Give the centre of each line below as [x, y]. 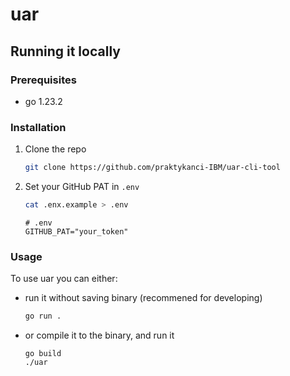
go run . [43, 316]
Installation [38, 127]
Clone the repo [55, 149]
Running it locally [65, 51]
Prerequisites [43, 80]
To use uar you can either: [64, 279]
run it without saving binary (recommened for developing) [143, 298]
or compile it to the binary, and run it [99, 335]
